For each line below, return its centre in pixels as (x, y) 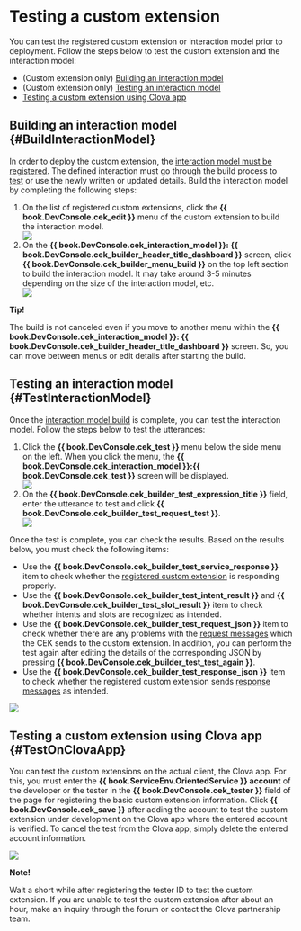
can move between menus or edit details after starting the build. (128, 355)
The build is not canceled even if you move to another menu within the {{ (145, 327)
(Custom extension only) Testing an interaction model (121, 87)
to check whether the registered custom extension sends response (146, 681)
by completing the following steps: (73, 190)
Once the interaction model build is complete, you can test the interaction (145, 419)
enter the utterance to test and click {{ (93, 503)
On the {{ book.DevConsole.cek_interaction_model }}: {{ (130, 245)
